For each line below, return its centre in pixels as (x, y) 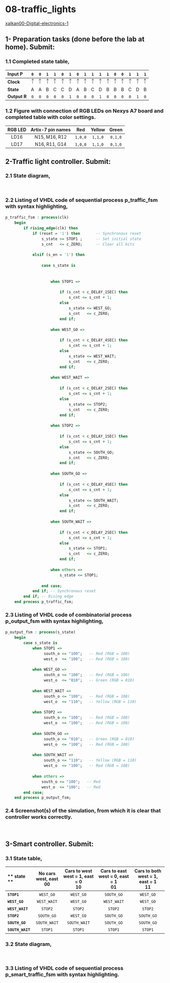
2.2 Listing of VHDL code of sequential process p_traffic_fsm (81, 200)
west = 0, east (114, 876)
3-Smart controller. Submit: (50, 844)
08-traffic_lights (41, 9)
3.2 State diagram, (29, 944)
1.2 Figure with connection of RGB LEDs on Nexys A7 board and (84, 111)
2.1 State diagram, (28, 176)
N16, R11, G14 (51, 144)
